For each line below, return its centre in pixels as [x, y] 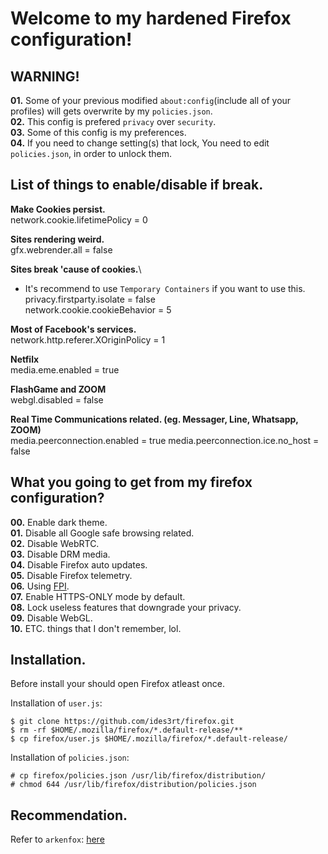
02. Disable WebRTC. [55, 543]
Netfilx [25, 359]
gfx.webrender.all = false [61, 249]
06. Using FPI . [40, 586]
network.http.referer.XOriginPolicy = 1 [88, 339]
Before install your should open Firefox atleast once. [118, 684]
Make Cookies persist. [58, 209]
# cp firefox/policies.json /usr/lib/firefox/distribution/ [138, 776]
